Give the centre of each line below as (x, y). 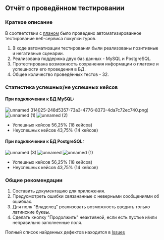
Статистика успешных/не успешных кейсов (61, 87)
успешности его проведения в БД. (49, 69)
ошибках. (22, 202)
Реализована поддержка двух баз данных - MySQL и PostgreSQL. (82, 59)
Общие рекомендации (34, 180)
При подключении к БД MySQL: (40, 99)
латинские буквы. (31, 212)
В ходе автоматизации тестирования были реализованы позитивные (85, 48)
